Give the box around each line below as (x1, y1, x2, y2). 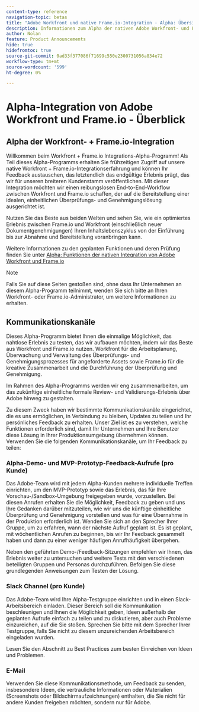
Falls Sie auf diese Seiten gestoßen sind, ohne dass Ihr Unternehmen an (6, 281, 182, 288)
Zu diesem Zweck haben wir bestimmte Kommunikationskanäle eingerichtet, (6, 406, 192, 413)
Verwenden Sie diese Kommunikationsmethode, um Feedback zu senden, (6, 679, 186, 687)
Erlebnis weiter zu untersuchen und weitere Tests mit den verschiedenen (6, 554, 184, 562)
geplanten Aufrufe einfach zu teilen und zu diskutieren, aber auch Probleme (6, 614, 191, 622)
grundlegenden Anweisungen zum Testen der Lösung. (6, 567, 139, 575)
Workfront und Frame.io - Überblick (6, 113, 185, 127)
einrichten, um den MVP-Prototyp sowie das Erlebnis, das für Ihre (6, 486, 166, 494)
